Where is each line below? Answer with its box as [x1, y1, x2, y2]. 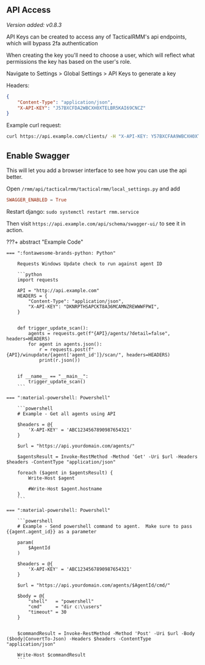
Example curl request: [6, 122, 62, 129]
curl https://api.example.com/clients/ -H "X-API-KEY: [6, 133, 149, 140]
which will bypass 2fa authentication [6, 39, 98, 47]
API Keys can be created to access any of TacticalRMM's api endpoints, [6, 33, 187, 40]
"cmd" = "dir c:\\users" [28, 603, 103, 610]
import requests [17, 277, 59, 283]
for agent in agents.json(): [28, 341, 103, 347]
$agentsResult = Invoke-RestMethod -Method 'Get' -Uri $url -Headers [17, 453, 198, 460]
